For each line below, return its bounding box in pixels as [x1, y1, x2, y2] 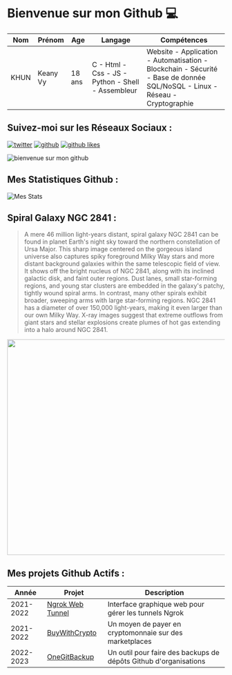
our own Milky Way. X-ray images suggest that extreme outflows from [23, 311, 223, 320]
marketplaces [107, 636, 152, 646]
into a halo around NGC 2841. [23, 326, 108, 334]
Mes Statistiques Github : [7, 174, 119, 186]
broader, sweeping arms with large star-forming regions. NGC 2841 [23, 296, 216, 304]
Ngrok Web [47, 600, 84, 609]
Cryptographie [146, 98, 194, 108]
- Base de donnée [146, 72, 206, 82]
